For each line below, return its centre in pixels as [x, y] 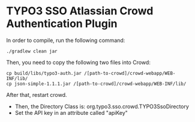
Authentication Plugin [62, 24]
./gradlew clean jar [32, 51]
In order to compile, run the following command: [66, 40]
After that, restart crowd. [37, 94]
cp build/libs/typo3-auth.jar [44, 73]
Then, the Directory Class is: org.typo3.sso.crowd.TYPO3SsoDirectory [102, 106]
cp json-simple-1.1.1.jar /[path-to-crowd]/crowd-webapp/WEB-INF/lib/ [96, 84]
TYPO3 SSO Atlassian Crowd [80, 11]
